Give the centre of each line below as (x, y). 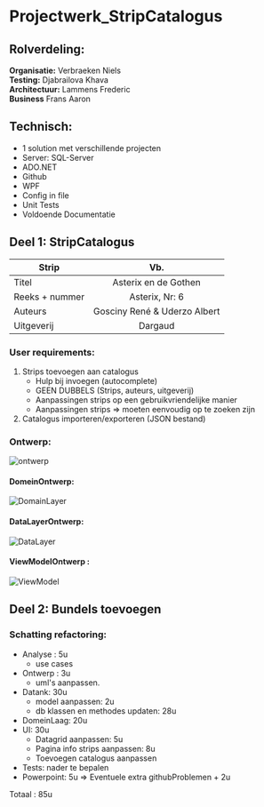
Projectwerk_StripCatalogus (116, 16)
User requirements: (52, 352)
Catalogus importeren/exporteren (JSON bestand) (114, 419)
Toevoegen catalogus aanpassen (96, 758)
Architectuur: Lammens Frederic (70, 89)
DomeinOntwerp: (42, 481)
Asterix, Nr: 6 (156, 297)
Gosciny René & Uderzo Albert (156, 311)
